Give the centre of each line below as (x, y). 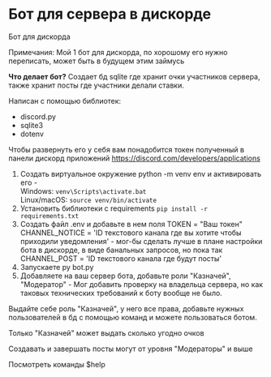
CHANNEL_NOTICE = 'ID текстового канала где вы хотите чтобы (131, 233)
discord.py (38, 116)
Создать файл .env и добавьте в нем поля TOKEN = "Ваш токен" (131, 224)
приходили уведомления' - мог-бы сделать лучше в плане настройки (141, 241)
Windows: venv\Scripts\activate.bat (83, 191)
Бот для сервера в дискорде (110, 14)
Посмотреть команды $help (57, 364)
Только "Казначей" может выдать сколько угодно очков (106, 332)
